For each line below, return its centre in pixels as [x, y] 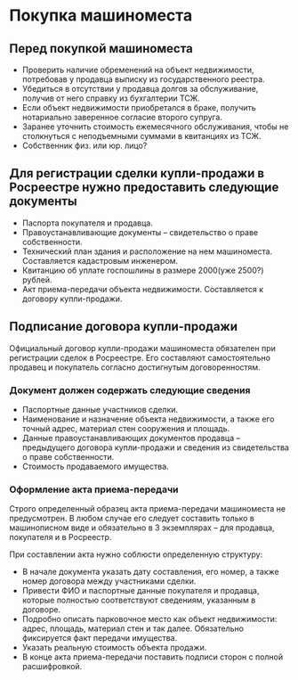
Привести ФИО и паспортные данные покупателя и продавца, [141, 591]
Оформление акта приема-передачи [94, 489]
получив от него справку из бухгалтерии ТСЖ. [111, 98]
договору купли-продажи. [72, 299]
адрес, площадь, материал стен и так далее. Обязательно [133, 628]
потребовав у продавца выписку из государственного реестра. [143, 79]
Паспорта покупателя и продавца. [87, 223]
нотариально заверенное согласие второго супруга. [122, 117]
